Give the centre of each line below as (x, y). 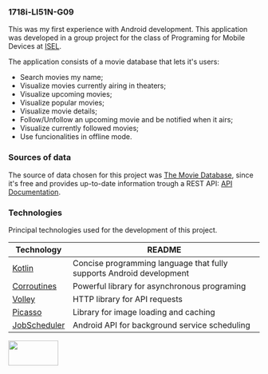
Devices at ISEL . (35, 46)
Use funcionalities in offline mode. (76, 137)
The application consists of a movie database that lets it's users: (114, 62)
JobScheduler (39, 324)
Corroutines (35, 286)
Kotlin (23, 268)
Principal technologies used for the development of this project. (113, 229)
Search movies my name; (61, 78)
